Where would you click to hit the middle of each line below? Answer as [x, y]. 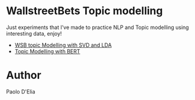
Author [24, 75]
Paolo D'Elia [21, 91]
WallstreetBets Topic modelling [84, 11]
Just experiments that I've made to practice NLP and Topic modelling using [97, 27]
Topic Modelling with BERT [48, 51]
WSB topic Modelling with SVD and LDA [63, 45]
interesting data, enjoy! [34, 33]
